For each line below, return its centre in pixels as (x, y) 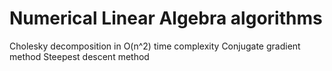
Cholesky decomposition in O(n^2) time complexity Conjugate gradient (155, 46)
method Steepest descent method (79, 56)
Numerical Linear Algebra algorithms (166, 18)
